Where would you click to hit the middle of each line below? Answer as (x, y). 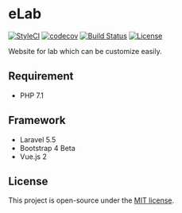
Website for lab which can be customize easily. (85, 51)
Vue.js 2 (33, 157)
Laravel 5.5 (38, 139)
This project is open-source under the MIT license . (91, 200)
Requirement (41, 76)
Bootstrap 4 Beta (47, 148)
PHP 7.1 (31, 95)
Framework (37, 120)
